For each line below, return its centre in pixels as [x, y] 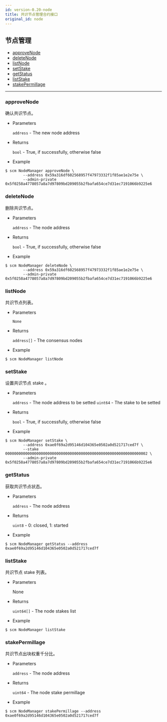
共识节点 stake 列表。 [27, 572]
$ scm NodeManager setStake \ [37, 441]
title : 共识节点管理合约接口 [32, 14]
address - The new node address [46, 133]
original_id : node [24, 19]
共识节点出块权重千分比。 [31, 654]
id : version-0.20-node [29, 10]
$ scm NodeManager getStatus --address [46, 544]
